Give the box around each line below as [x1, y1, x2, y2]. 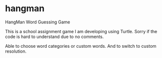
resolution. [5, 48, 27, 54]
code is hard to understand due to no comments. [5, 34, 104, 39]
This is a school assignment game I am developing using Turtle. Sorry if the [5, 28, 158, 34]
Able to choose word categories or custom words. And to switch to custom [5, 43, 157, 49]
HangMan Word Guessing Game [5, 19, 70, 25]
